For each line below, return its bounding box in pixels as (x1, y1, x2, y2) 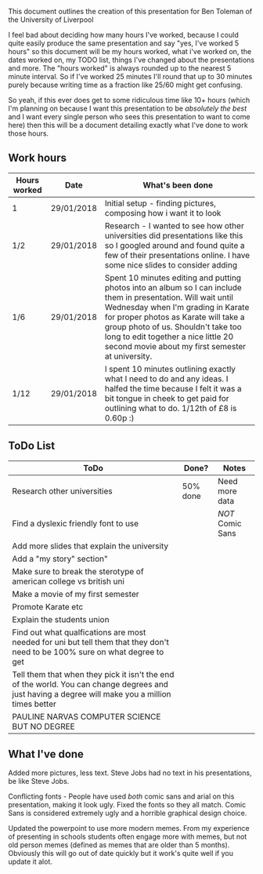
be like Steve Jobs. (8, 777, 70, 786)
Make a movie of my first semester (12, 588, 139, 599)
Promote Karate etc (12, 601, 84, 612)
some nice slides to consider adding (104, 259, 237, 270)
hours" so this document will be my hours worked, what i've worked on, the (8, 47, 252, 56)
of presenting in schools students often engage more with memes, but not (8, 832, 247, 842)
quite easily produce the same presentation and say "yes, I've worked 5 (8, 38, 240, 48)
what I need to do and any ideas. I (104, 373, 229, 384)
